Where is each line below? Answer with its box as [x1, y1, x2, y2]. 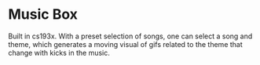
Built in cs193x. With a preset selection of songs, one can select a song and [8, 31, 253, 41]
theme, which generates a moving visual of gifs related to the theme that [8, 39, 244, 49]
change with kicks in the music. [8, 48, 110, 57]
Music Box [8, 5, 79, 23]
